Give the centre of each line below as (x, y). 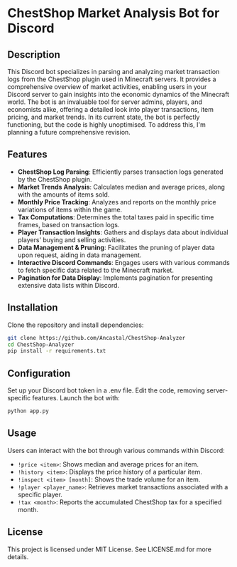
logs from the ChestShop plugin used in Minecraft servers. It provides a (112, 79)
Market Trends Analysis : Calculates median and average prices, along (121, 187)
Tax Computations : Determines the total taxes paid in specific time (116, 217)
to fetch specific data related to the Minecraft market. (95, 270)
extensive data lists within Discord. (68, 285)
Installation (33, 308)
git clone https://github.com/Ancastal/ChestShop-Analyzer (97, 338)
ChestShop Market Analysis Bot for (114, 13)
